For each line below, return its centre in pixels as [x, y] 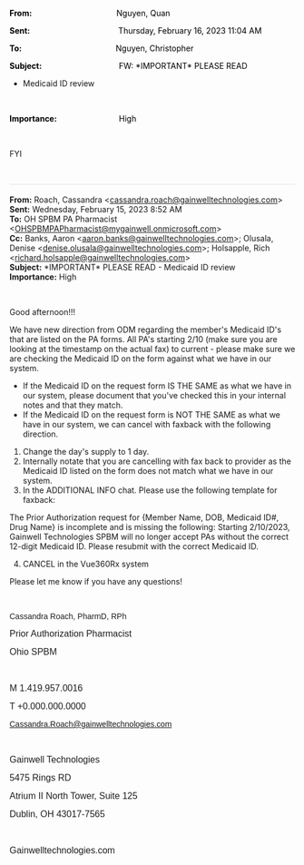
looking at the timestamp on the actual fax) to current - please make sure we [152, 349]
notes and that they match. [73, 405]
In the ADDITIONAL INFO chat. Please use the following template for [150, 490]
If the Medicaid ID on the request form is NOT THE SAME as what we [152, 415]
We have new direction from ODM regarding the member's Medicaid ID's [146, 329]
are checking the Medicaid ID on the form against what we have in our [141, 359]
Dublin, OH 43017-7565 [58, 814]
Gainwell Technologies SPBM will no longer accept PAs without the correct [149, 536]
